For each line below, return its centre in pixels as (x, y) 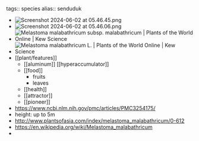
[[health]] (35, 89)
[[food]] (33, 70)
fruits (39, 77)
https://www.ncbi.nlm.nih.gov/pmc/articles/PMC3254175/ (85, 108)
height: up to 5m (35, 114)
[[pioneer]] (37, 102)
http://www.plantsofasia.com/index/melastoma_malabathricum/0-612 (99, 121)
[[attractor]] (38, 95)
